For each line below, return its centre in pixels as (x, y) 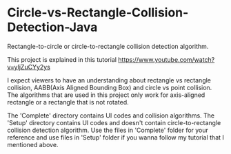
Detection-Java (52, 27)
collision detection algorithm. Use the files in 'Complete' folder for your (108, 130)
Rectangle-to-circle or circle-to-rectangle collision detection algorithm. (108, 46)
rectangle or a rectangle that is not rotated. (68, 102)
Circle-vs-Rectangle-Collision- (98, 13)
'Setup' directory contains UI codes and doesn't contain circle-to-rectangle (114, 122)
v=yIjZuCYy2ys (29, 67)
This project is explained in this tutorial (62, 59)
